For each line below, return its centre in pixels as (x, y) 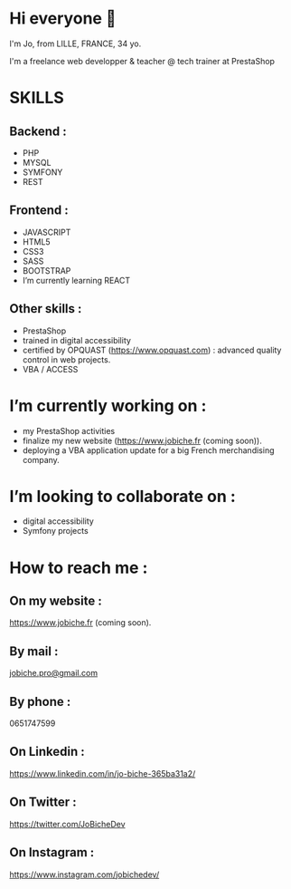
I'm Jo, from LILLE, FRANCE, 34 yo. (75, 43)
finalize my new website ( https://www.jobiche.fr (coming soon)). (142, 440)
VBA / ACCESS (50, 369)
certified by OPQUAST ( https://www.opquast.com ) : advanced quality (152, 350)
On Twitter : (43, 802)
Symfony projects (55, 531)
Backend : (38, 131)
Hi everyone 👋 (63, 19)
